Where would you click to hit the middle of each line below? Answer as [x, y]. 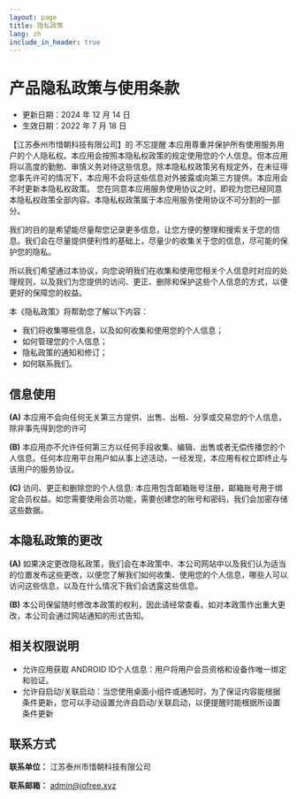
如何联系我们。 [49, 364]
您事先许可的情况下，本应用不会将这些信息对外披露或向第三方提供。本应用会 [148, 178]
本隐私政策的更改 [56, 541]
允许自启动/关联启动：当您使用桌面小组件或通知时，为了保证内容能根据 [151, 691]
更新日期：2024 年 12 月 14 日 [76, 115]
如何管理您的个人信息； [65, 342]
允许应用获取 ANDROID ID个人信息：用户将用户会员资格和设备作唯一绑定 [154, 669]
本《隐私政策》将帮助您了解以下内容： [79, 311]
